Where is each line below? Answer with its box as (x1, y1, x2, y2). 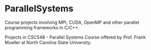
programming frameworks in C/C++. (4, 24, 79, 30)
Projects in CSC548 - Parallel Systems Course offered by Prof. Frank (4, 34, 146, 40)
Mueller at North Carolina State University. (4, 39, 92, 45)
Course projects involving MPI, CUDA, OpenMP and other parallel (4, 19, 139, 25)
